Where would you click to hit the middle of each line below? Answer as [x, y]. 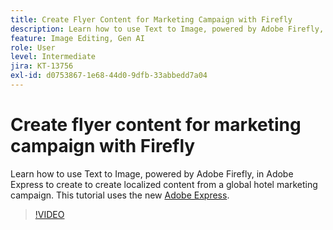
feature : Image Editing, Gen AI [77, 38]
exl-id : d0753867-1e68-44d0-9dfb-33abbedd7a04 [109, 76]
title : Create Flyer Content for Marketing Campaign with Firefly [151, 19]
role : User [33, 47]
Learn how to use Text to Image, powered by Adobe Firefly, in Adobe [152, 173]
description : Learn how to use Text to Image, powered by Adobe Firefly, [167, 29]
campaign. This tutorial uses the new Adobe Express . [120, 195]
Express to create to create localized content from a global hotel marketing [164, 184]
